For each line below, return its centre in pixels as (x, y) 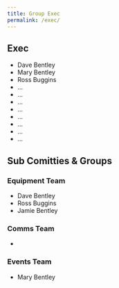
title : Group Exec (34, 14)
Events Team (29, 262)
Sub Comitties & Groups (60, 161)
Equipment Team (36, 180)
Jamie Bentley (37, 210)
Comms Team (31, 228)
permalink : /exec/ (34, 20)
